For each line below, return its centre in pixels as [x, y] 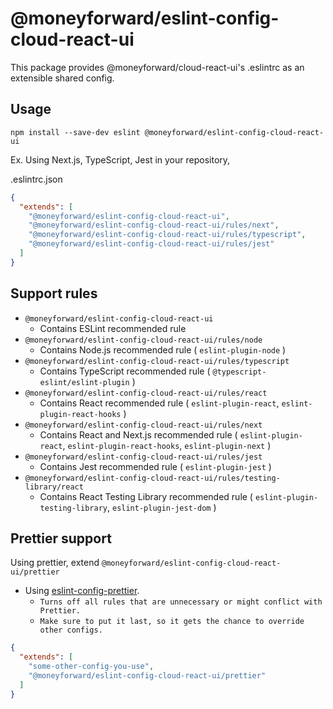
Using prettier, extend [55, 563]
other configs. [71, 630]
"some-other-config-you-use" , [91, 667]
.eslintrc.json [36, 179]
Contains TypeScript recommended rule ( [125, 371]
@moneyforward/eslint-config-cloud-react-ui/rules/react [146, 393]
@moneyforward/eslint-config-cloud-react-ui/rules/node [143, 340]
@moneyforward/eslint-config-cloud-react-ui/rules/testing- [152, 478]
